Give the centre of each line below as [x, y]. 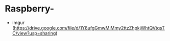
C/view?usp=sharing [34, 33]
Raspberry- [30, 9]
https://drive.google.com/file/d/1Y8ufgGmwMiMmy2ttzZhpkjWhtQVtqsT [90, 27]
